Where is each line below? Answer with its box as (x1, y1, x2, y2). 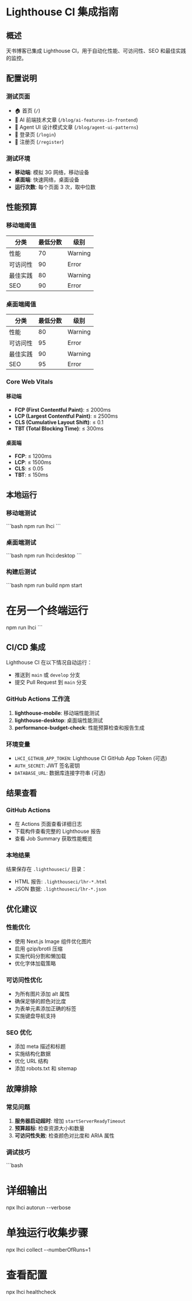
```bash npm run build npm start (6, 581, 83, 589)
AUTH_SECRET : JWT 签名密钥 (14, 762, 80, 769)
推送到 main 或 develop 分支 (14, 671, 81, 678)
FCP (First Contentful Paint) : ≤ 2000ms (14, 406, 111, 414)
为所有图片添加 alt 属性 (14, 990, 70, 997)
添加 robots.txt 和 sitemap (14, 1065, 77, 1072)
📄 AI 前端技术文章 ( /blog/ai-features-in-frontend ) (14, 116, 139, 123)
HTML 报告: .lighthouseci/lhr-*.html (14, 878, 107, 885)
